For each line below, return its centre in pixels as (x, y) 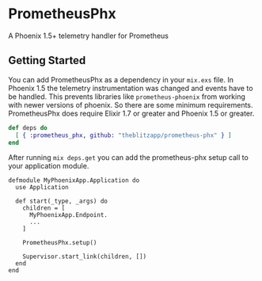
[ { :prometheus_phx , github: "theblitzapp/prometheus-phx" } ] (123, 135)
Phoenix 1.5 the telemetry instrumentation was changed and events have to (131, 88)
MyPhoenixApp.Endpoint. (68, 215)
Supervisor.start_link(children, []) (85, 257)
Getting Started (47, 61)
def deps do (28, 127)
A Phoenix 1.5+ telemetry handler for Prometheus (88, 36)
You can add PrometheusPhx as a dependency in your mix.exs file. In (121, 79)
